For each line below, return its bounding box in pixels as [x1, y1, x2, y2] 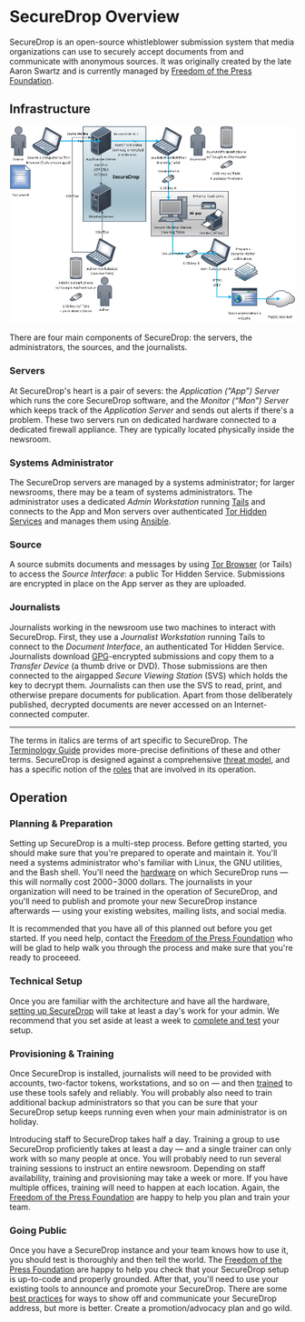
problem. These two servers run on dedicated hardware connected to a [9, 414, 277, 425]
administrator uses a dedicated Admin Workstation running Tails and [9, 496, 266, 507]
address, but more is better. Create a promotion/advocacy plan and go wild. [9, 1303, 292, 1314]
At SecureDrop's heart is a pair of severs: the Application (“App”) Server [9, 385, 280, 396]
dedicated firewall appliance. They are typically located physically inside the [9, 424, 295, 435]
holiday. [9, 1116, 39, 1127]
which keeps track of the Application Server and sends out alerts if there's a [9, 405, 295, 416]
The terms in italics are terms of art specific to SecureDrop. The [9, 735, 248, 746]
